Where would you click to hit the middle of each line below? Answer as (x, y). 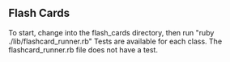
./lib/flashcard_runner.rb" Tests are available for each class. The (115, 41)
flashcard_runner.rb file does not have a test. (83, 50)
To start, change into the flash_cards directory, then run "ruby (111, 32)
